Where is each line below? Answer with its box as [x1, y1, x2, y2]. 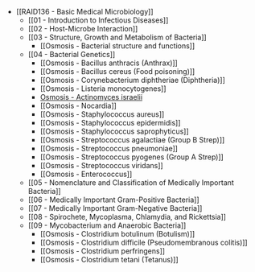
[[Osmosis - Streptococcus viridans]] [39, 161, 163, 170]
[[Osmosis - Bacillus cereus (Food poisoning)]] [39, 67, 195, 76]
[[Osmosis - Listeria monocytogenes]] [39, 84, 167, 93]
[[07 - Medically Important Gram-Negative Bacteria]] [27, 204, 203, 212]
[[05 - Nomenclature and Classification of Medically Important [27, 178, 235, 188]
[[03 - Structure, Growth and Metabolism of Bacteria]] [27, 32, 207, 42]
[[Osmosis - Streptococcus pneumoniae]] [39, 144, 179, 153]
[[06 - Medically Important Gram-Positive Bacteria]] [27, 195, 199, 204]
